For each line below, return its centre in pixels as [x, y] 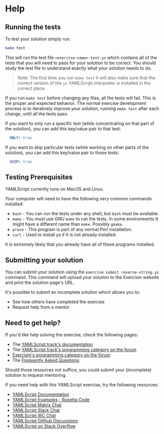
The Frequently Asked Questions [46, 360]
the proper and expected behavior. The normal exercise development [76, 103]
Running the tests [33, 27]
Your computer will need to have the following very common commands [79, 199]
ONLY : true [21, 138]
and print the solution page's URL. [40, 283]
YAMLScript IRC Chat [34, 416]
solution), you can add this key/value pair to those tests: [62, 153]
